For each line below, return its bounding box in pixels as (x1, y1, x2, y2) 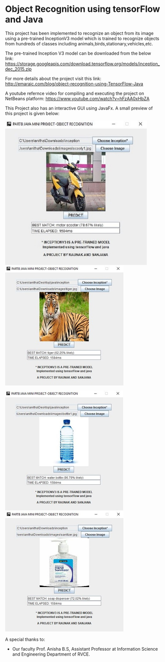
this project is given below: (5, 110, 60, 116)
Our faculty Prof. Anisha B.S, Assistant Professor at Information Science (12, 646, 158, 652)
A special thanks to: (5, 636, 45, 642)
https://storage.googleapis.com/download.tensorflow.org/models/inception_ (5, 61, 160, 67)
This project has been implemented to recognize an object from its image (5, 30, 154, 36)
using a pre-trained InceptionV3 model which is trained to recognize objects (5, 36, 160, 41)
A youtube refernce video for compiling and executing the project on (5, 90, 144, 96)
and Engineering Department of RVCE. (12, 651, 90, 657)
